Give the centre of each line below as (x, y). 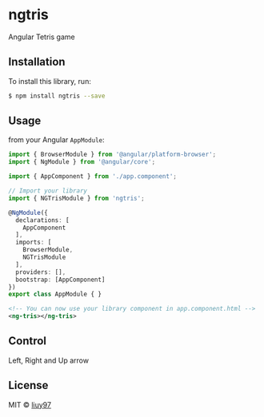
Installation (37, 62)
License (28, 385)
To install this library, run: (50, 81)
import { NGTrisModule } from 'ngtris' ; (77, 198)
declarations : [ (42, 220)
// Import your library (48, 191)
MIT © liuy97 (30, 404)
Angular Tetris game (42, 37)
